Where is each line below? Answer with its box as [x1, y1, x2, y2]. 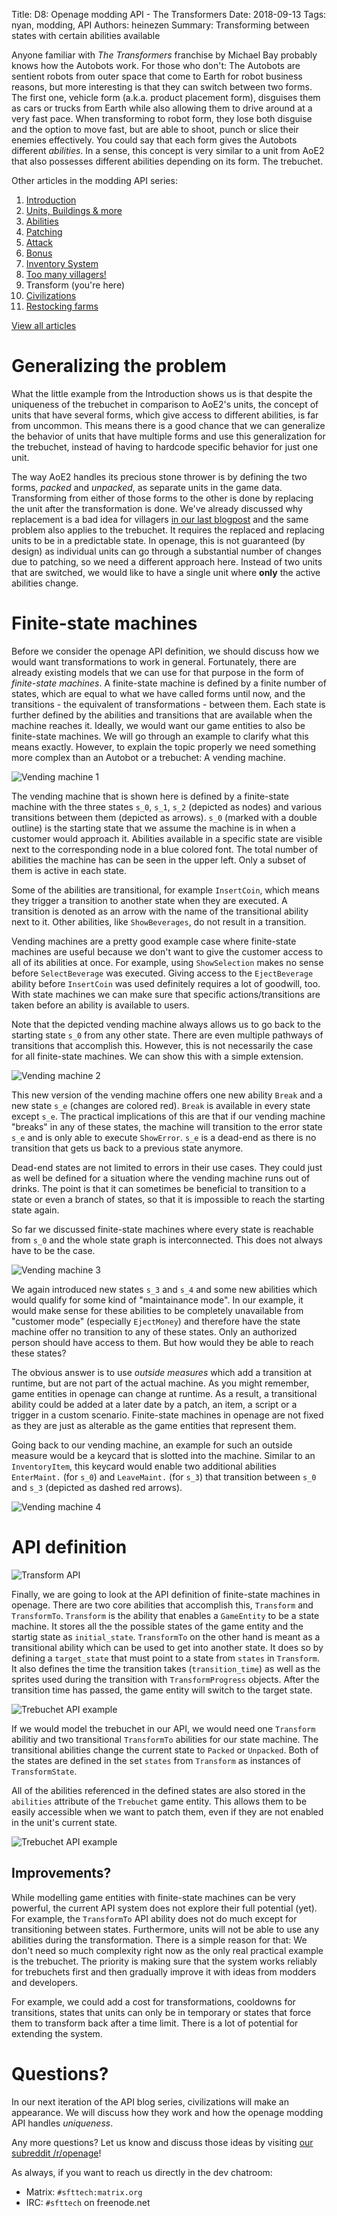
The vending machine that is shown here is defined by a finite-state [11, 790, 290, 802]
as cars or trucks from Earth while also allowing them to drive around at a [11, 102, 313, 114]
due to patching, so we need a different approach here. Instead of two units [11, 555, 323, 568]
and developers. [11, 1976, 79, 1988]
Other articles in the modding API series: [11, 175, 178, 186]
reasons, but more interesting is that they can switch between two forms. [11, 81, 313, 93]
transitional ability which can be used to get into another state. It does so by [11, 1641, 324, 1653]
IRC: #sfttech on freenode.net [25, 2196, 151, 2208]
